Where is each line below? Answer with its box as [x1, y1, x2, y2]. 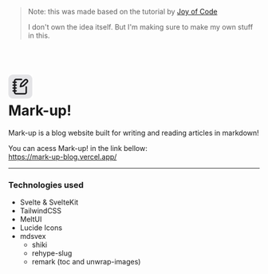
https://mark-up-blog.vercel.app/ [8, 152, 117, 161]
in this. [27, 31, 50, 40]
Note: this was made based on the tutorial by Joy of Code [27, 7, 218, 16]
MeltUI [19, 215, 42, 224]
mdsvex [19, 232, 46, 241]
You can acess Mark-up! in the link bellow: [8, 143, 148, 153]
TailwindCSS [19, 206, 62, 216]
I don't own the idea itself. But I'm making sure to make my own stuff [27, 22, 254, 31]
